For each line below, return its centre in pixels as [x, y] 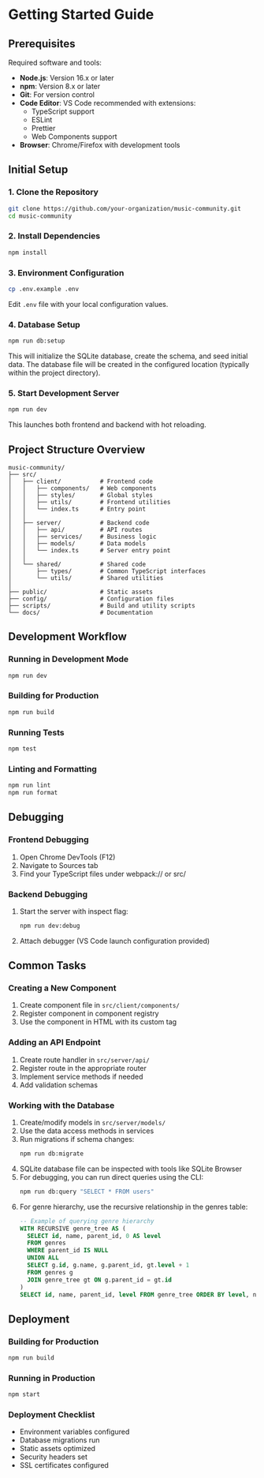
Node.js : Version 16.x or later [67, 78]
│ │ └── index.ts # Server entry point [89, 550]
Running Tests [36, 732]
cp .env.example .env [44, 289]
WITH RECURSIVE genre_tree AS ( [73, 1229]
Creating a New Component [62, 988]
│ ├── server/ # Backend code [79, 522]
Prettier [43, 128]
